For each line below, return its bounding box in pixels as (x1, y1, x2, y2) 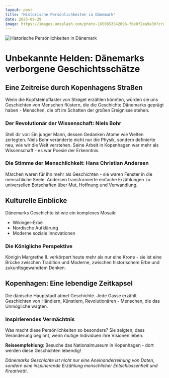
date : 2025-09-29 (5, 17, 42, 22)
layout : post (5, 7, 33, 13)
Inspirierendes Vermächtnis (5, 316, 75, 323)
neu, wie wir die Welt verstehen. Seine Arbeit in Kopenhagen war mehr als (5, 142, 159, 148)
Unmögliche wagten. (5, 303, 48, 309)
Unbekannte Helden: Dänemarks (5, 53, 144, 64)
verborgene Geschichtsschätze (5, 63, 140, 75)
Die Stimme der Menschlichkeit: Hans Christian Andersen (5, 160, 149, 167)
